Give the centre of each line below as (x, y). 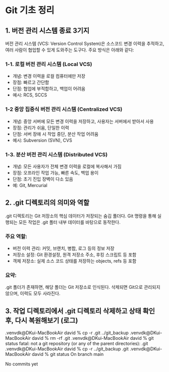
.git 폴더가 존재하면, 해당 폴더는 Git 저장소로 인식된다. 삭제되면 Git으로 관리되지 (83, 287)
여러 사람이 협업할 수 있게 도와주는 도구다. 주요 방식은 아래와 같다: (70, 50)
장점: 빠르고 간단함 (31, 82)
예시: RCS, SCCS (30, 95)
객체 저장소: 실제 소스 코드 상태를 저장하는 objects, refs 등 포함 (74, 261)
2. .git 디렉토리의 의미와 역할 (47, 203)
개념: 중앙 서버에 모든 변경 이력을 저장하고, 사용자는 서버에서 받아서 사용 (83, 121)
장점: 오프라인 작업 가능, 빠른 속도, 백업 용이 (55, 172)
